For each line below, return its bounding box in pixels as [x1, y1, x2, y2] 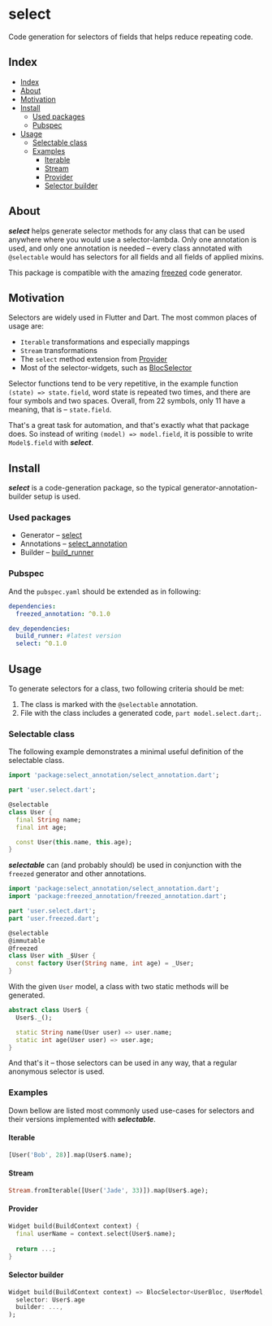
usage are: [8, 321, 45, 331]
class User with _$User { [8, 952, 96, 960]
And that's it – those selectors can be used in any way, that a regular [8, 1058, 237, 1068]
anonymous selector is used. [8, 1066, 106, 1076]
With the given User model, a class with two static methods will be [8, 982, 229, 992]
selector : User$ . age [15, 1295, 85, 1304]
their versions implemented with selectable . [8, 1114, 156, 1123]
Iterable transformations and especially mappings [19, 337, 190, 347]
